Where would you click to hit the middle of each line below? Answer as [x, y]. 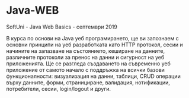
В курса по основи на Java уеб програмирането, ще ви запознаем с [92, 38]
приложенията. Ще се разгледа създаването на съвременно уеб [88, 64]
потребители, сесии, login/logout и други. [59, 88]
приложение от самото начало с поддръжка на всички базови [85, 69]
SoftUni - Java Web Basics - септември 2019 [62, 27]
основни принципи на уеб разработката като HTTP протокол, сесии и [95, 45]
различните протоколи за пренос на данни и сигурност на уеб [85, 57]
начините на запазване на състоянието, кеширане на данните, [85, 50]
